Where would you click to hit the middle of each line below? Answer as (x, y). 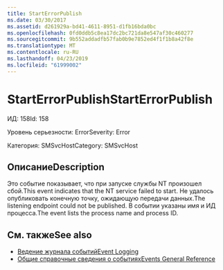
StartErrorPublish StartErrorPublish (110, 99)
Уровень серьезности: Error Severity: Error (69, 132)
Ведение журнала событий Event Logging (78, 252)
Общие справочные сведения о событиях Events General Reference (116, 259)
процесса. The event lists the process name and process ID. (93, 213)
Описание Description (56, 167)
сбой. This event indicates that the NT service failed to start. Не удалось (110, 191)
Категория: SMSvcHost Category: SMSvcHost (73, 145)
